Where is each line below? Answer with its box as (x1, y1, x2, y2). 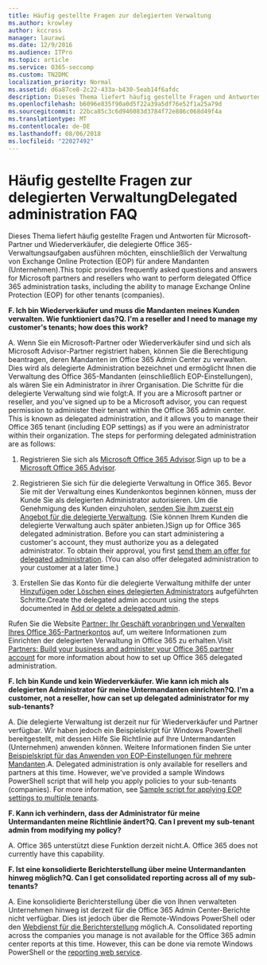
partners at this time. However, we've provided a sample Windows (8, 768, 225, 778)
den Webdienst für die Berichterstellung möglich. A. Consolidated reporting (8, 922, 253, 932)
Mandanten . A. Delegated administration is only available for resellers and (8, 759, 248, 769)
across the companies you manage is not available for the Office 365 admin (8, 931, 256, 940)
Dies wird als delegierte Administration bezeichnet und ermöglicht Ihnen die (8, 363, 257, 373)
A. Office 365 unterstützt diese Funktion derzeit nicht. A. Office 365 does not (8, 841, 258, 851)
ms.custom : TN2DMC (8, 71, 69, 79)
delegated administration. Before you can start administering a (19, 529, 225, 538)
